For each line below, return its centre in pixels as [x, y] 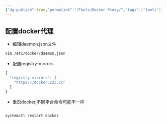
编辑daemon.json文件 [34, 44]
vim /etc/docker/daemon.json [35, 54]
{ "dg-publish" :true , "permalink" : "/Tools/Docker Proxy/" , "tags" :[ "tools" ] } [84, 10]
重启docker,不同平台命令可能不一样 [48, 102]
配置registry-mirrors [33, 64]
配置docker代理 [29, 31]
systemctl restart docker [32, 116]
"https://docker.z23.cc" [40, 83]
